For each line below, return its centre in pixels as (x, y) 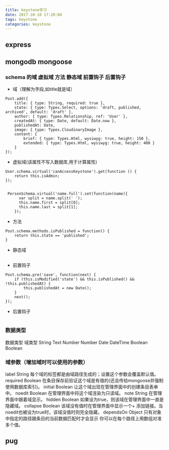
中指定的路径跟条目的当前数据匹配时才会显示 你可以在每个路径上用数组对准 (83, 418)
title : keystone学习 (26, 10)
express (18, 44)
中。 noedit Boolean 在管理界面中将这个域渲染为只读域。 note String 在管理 (84, 393)
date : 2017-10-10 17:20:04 (34, 15)
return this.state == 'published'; (52, 236)
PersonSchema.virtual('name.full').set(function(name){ (68, 194)
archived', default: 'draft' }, (39, 112)
